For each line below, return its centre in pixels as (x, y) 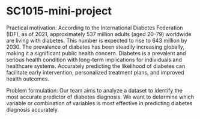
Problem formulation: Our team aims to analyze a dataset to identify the (95, 90)
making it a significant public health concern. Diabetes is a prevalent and (96, 53)
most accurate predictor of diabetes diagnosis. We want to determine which (100, 97)
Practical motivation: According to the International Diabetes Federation (95, 28)
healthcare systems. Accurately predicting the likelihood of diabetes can (96, 66)
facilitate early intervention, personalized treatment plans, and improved (95, 72)
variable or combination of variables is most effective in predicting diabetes (99, 103)
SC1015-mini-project (59, 11)
